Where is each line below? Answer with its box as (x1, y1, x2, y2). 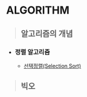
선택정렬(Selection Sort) (23, 62, 82, 69)
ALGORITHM (6, 4, 70, 17)
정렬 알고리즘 (14, 48, 50, 56)
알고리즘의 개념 (20, 28, 73, 38)
